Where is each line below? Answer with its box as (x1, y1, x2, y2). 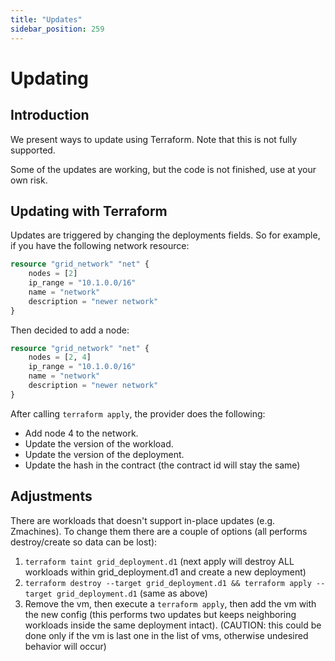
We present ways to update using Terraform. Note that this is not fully (10, 133, 298, 145)
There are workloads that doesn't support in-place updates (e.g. (10, 514, 276, 526)
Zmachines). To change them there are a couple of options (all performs (10, 525, 308, 537)
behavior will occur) (24, 640, 107, 652)
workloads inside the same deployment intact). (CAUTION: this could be (24, 619, 322, 631)
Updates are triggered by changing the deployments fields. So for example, (10, 229, 321, 241)
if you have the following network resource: (10, 240, 190, 252)
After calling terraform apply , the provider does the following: (10, 407, 266, 420)
